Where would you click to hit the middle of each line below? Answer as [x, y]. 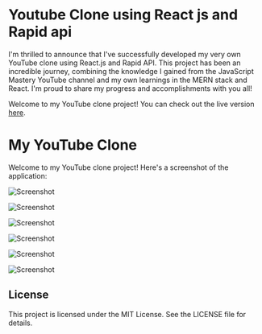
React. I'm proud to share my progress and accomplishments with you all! [130, 88]
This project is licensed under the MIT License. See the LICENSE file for [127, 314]
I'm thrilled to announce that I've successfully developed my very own [125, 54]
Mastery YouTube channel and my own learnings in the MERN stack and [128, 80]
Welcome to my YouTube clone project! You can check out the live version [132, 104]
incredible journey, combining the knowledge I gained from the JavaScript [131, 71]
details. [21, 323]
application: [28, 175]
